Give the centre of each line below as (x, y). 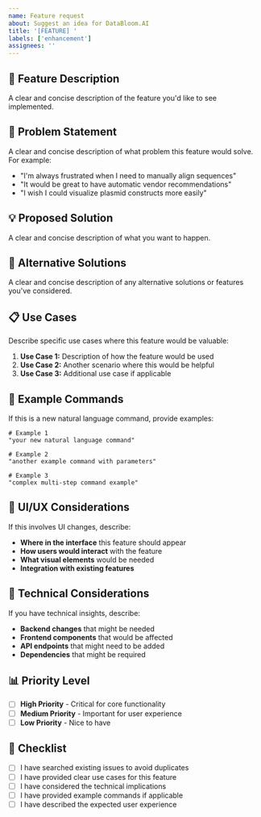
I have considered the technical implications (93, 786)
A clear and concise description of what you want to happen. (110, 237)
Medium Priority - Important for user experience (101, 713)
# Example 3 (28, 476)
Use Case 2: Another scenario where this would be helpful (117, 365)
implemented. (31, 107)
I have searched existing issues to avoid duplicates (104, 768)
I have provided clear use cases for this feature (98, 777)
